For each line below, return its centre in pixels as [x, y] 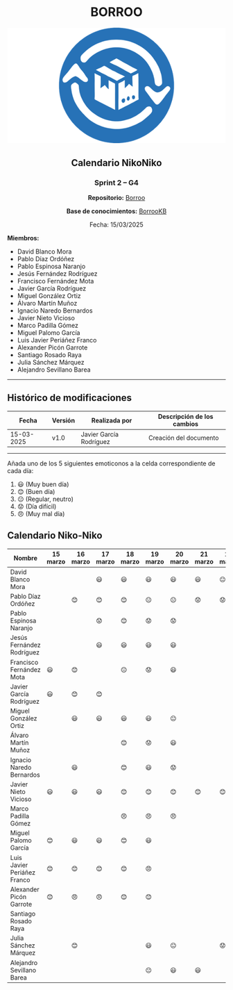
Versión [63, 420]
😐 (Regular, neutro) [45, 499]
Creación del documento [184, 438]
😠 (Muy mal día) [41, 514]
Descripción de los [185, 417]
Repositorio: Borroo [116, 197]
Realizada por [112, 420]
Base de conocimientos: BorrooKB [116, 211]
